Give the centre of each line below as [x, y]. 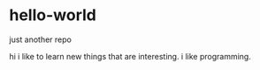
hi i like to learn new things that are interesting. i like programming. [130, 56]
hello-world [53, 15]
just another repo [41, 39]
